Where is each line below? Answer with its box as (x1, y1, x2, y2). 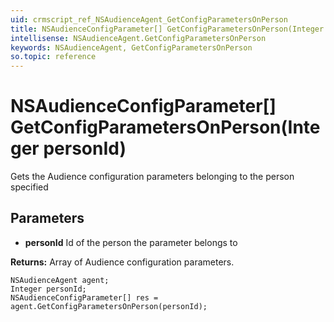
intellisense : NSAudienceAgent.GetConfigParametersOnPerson (10, 33, 267, 43)
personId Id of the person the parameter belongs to (24, 236, 238, 248)
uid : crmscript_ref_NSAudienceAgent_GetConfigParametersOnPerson (10, 14, 288, 25)
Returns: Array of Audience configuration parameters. (10, 256, 235, 268)
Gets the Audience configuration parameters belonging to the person (10, 171, 295, 183)
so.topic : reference (10, 52, 97, 62)
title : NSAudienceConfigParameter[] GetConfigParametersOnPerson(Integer (10, 24, 325, 34)
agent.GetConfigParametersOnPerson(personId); (10, 301, 208, 311)
